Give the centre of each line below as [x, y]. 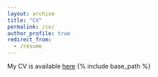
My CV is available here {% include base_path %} [79, 66]
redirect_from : [29, 40]
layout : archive [31, 14]
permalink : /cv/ [31, 27]
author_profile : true [39, 33]
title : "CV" [25, 20]
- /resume [28, 46]
